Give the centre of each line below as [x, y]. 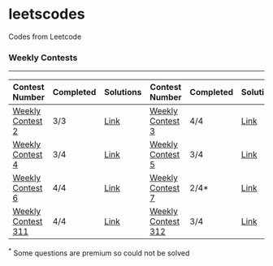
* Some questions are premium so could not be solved [99, 252]
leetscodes [47, 14]
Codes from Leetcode [45, 36]
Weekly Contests [43, 58]
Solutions [123, 92]
